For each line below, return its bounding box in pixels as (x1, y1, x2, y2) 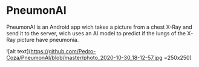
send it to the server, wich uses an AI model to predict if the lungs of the (6, 29, 186, 36)
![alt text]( (6, 47, 31, 54)
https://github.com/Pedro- (30, 47, 96, 54)
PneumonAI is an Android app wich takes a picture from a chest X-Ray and (6, 23, 192, 31)
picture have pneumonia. (17, 36, 79, 43)
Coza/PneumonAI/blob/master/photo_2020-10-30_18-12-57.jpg (6, 54, 163, 61)
